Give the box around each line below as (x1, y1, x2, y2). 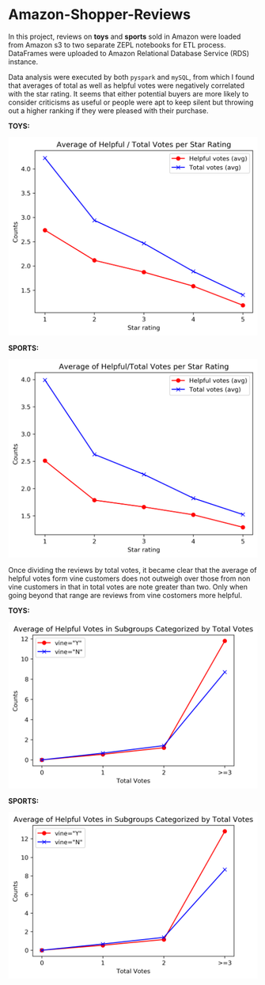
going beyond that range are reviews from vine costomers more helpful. (8, 591, 243, 600)
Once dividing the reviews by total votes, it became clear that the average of (8, 566, 257, 575)
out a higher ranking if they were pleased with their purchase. (8, 105, 209, 116)
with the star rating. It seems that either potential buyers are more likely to (8, 89, 249, 98)
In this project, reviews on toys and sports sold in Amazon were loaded (8, 32, 241, 41)
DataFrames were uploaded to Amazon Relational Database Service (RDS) (8, 48, 250, 58)
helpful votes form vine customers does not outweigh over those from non (8, 574, 251, 583)
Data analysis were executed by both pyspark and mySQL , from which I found (8, 72, 255, 81)
